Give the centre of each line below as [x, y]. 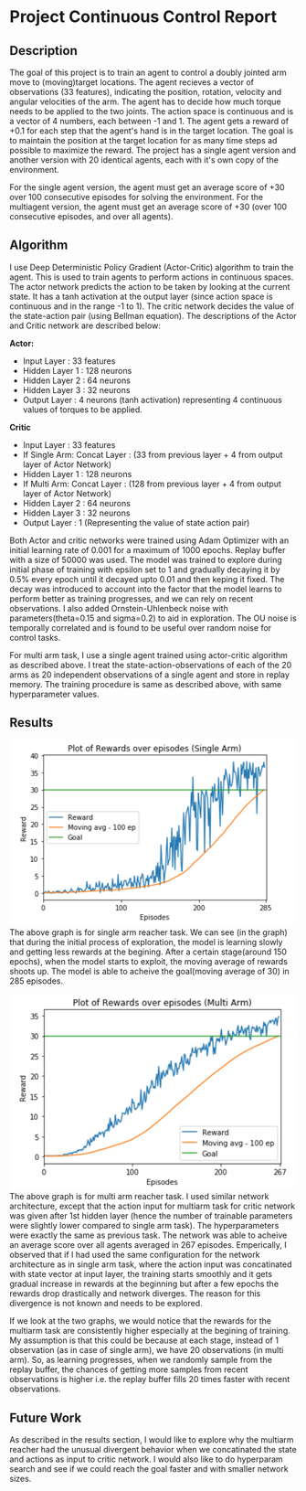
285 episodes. [37, 981]
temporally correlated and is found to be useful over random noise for [141, 627]
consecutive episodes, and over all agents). [91, 216]
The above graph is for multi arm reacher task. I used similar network [139, 1197]
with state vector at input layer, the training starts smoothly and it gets [141, 1274]
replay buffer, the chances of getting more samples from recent [129, 1369]
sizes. [21, 1478]
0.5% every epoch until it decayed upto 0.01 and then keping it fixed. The [147, 579]
